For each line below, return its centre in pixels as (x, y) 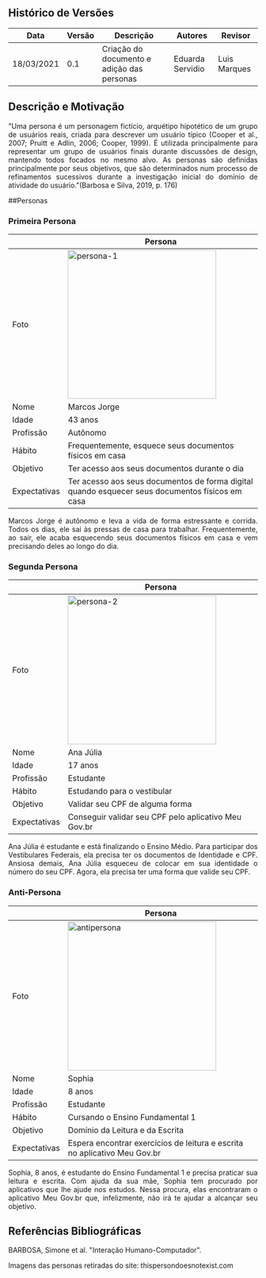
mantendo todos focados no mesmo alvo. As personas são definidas (133, 160)
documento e (127, 59)
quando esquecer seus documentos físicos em (155, 491)
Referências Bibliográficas (75, 1231)
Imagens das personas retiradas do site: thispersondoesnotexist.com (121, 1265)
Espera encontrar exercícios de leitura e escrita (156, 1143)
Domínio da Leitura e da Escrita (126, 1129)
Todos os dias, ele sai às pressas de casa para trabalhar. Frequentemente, (133, 529)
